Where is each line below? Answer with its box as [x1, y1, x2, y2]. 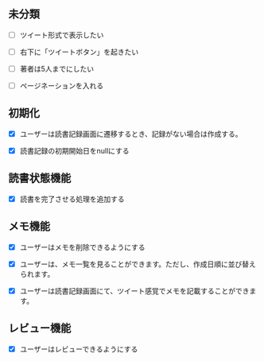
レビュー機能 [8, 321, 72, 336]
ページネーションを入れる [19, 81, 104, 90]
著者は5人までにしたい [19, 64, 95, 73]
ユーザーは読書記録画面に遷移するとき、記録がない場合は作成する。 [19, 129, 243, 138]
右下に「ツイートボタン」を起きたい [19, 47, 139, 56]
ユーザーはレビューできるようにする [19, 344, 138, 354]
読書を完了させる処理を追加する [19, 194, 125, 204]
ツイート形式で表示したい [19, 30, 104, 40]
